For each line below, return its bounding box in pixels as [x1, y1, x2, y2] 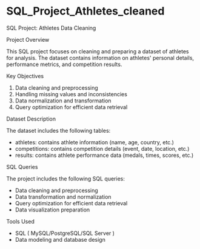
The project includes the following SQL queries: [6, 174, 125, 182]
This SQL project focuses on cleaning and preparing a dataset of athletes [6, 47, 189, 55]
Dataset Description [6, 115, 56, 122]
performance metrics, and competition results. [6, 61, 122, 68]
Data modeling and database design [15, 236, 106, 243]
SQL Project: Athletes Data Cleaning [6, 24, 96, 32]
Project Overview [6, 36, 50, 43]
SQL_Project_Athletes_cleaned [6, 4, 165, 18]
